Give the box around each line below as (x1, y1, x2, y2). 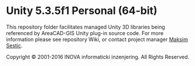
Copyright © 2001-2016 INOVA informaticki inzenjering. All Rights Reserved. (6, 53, 190, 60)
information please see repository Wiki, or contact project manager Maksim (6, 36, 189, 43)
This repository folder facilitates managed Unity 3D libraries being (6, 23, 165, 30)
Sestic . (6, 42, 23, 49)
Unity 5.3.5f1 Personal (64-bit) (6, 4, 158, 18)
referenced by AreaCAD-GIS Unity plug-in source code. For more (6, 29, 164, 36)
